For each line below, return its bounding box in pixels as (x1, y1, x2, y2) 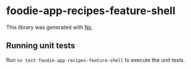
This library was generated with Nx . (6, 24, 93, 31)
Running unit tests (6, 41, 75, 51)
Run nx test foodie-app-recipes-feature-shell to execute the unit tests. (6, 56, 186, 63)
